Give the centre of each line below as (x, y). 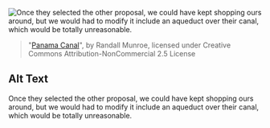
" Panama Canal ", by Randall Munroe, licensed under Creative (129, 45)
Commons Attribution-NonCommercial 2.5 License (112, 54)
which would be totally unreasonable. (70, 115)
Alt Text (28, 79)
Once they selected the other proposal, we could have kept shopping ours (131, 98)
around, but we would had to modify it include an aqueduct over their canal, (134, 107)
